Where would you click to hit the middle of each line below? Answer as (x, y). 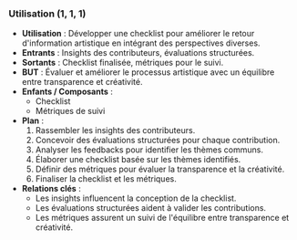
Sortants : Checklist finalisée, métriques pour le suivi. (123, 63)
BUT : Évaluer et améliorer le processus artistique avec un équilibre (148, 72)
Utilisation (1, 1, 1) (47, 14)
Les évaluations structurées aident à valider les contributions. (150, 208)
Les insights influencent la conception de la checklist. (136, 198)
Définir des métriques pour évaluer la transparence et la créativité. (160, 169)
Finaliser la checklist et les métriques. (106, 179)
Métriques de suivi (70, 111)
